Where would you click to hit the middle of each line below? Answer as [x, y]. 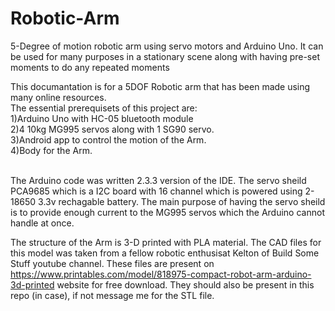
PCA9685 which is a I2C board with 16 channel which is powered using [156, 191]
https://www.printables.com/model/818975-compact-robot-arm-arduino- [161, 274]
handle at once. [42, 223]
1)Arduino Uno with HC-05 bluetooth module [102, 118]
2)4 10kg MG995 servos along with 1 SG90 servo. [112, 129]
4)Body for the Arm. [51, 150]
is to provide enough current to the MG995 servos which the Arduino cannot [167, 212]
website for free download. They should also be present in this [185, 284]
